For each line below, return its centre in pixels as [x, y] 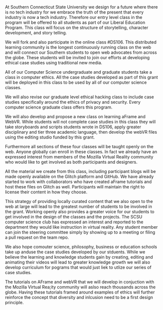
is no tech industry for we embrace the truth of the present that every [74, 12]
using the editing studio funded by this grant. [50, 137]
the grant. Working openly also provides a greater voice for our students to [80, 212]
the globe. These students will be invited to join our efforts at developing [77, 57]
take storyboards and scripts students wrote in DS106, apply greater [73, 127]
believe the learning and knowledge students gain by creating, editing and [79, 257]
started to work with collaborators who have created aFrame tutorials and [78, 182]
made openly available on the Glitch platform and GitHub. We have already [79, 177]
